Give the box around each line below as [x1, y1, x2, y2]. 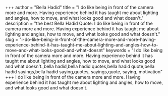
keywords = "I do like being [105, 47, 163, 53]
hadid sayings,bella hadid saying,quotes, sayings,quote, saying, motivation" [5, 69, 163, 75]
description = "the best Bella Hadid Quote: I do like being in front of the [5, 20, 153, 26]
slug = [5, 36, 19, 42]
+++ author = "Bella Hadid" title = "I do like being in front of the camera [5, 5, 154, 10]
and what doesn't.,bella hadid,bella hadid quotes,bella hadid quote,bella [5, 63, 155, 69]
